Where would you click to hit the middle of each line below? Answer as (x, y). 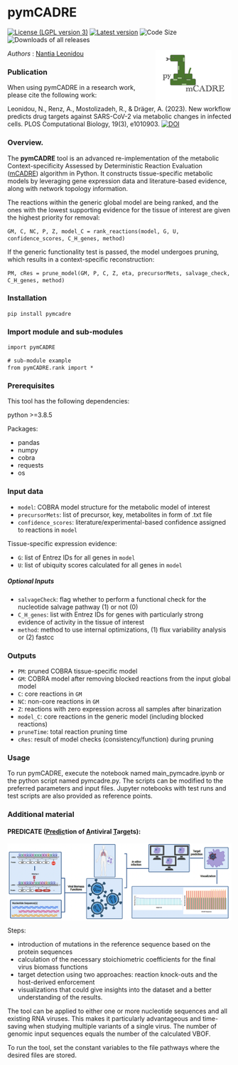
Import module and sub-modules (65, 331)
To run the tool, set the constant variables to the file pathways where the (114, 1048)
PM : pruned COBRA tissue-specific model (77, 671)
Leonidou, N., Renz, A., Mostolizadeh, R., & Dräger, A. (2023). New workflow (119, 109)
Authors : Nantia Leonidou (45, 53)
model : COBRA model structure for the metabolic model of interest (114, 507)
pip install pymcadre (39, 314)
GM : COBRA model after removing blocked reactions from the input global (124, 679)
